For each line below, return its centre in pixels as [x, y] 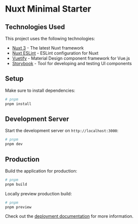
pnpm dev [14, 144]
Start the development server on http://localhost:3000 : [62, 131]
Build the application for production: [41, 171]
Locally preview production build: [39, 193]
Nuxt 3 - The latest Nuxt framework [48, 48]
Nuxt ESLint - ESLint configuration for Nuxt [55, 53]
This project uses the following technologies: [50, 38]
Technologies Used [35, 27]
